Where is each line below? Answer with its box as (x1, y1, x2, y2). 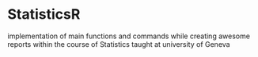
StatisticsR (7, 5, 81, 23)
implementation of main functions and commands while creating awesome (7, 31, 251, 41)
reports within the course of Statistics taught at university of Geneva (7, 39, 230, 48)
